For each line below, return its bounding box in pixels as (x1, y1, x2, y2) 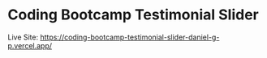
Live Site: (7, 32, 39, 42)
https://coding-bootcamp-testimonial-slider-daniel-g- (39, 32, 220, 42)
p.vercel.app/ (7, 40, 53, 50)
